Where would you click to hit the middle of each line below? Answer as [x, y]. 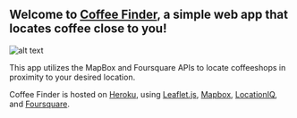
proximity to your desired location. [72, 77]
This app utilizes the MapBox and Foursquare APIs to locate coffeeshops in [148, 67]
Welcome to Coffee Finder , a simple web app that [149, 15]
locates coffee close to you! [88, 29]
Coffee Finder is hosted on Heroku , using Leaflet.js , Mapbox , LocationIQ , [143, 94]
